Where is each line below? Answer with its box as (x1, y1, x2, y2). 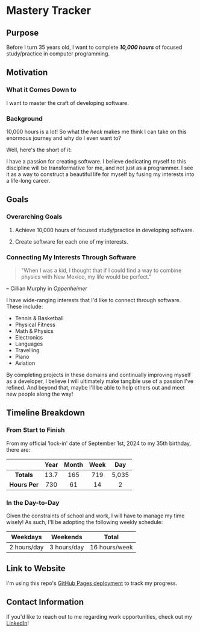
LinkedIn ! (6, 619, 29, 627)
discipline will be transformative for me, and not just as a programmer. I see (6, 164, 193, 171)
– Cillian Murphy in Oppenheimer (6, 285, 87, 292)
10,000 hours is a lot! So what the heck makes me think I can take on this (6, 128, 187, 135)
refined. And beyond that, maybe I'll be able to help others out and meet (6, 384, 185, 391)
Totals (14, 470, 33, 479)
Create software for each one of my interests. (14, 238, 128, 245)
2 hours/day (9, 543, 44, 551)
